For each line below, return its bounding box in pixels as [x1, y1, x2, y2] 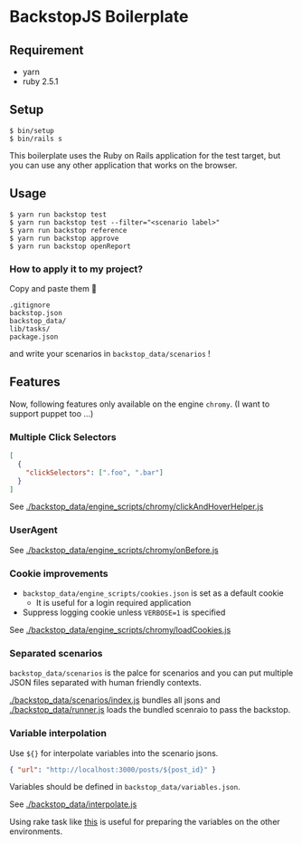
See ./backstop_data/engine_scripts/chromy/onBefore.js [9, 544, 219, 555]
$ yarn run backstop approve [9, 234, 119, 243]
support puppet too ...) [9, 408, 94, 418]
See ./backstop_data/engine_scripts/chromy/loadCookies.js [9, 625, 231, 635]
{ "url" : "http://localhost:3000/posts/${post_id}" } [9, 765, 217, 774]
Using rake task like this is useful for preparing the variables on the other [9, 817, 280, 828]
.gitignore [9, 301, 51, 310]
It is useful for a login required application [35, 598, 192, 608]
